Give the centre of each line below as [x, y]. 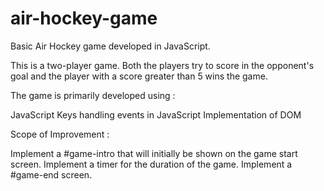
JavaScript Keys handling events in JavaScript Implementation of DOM [156, 114]
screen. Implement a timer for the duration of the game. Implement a [151, 164]
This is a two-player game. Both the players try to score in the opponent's [162, 65]
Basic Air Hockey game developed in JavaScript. [110, 46]
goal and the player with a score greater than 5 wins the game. [139, 76]
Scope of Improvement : [60, 134]
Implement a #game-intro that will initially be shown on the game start [154, 153]
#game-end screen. [51, 174]
